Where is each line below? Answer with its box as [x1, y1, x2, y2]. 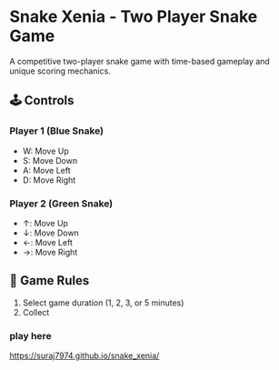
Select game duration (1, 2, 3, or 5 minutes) [22, 297, 184, 308]
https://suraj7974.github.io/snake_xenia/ [9, 350, 160, 361]
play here [9, 329, 52, 342]
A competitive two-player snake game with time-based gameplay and [9, 55, 270, 66]
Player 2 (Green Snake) [9, 197, 114, 210]
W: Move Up [22, 145, 70, 156]
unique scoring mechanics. [9, 65, 111, 76]
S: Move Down [22, 155, 78, 165]
